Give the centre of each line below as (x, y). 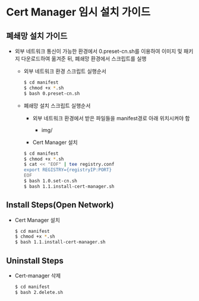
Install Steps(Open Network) (60, 205)
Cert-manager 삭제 (38, 276)
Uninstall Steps (35, 260)
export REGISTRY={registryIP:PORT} (67, 170)
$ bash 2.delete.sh (39, 292)
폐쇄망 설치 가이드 (37, 36)
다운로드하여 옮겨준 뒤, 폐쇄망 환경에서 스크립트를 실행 (84, 59)
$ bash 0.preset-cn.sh (52, 93)
